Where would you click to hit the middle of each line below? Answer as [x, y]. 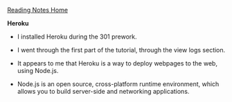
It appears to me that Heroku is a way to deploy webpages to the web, [117, 63]
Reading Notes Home [37, 10]
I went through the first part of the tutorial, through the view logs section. [121, 50]
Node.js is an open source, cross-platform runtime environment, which [118, 84]
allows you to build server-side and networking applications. [103, 91]
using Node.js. [38, 71]
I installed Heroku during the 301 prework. [77, 37]
